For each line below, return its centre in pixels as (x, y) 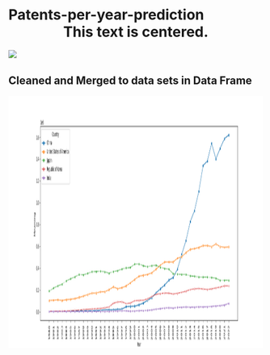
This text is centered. (136, 32)
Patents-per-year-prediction (106, 15)
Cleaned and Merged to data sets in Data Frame (130, 81)
